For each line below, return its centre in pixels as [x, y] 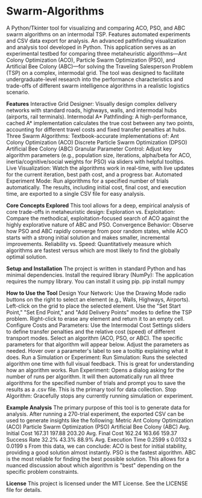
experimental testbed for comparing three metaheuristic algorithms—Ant [96, 53]
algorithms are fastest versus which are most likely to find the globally [93, 250]
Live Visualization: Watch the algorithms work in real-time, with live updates [100, 168]
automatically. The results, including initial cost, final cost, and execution [96, 187]
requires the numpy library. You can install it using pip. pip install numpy [96, 281]
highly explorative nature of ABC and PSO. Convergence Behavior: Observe [100, 224]
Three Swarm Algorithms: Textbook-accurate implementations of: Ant [93, 136]
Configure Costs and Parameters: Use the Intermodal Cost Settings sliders [99, 325]
